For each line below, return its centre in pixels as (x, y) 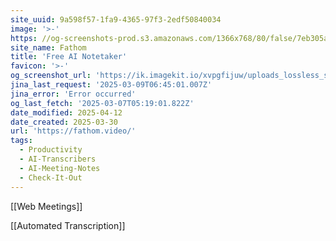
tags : (21, 141)
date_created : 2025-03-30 (64, 122)
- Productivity (51, 150)
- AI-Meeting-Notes (60, 168)
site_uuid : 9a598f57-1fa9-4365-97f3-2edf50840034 (116, 19)
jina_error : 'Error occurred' (73, 94)
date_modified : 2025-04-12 (66, 112)
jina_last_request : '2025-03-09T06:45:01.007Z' (111, 85)
